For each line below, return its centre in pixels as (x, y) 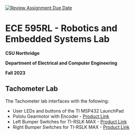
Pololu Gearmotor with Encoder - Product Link (61, 116)
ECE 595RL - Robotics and (61, 28)
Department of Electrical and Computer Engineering (61, 63)
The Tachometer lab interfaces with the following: (57, 101)
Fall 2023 (15, 73)
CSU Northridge (22, 53)
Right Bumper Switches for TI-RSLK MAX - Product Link (71, 127)
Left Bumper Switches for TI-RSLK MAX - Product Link (70, 121)
